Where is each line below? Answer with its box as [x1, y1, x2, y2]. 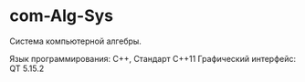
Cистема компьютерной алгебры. [9, 36, 142, 46]
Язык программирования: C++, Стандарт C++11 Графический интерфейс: [9, 53, 297, 64]
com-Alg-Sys [9, 5, 114, 26]
